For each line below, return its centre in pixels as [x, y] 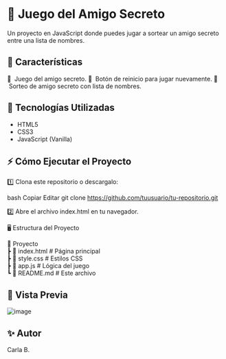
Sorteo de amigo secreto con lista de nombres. [75, 86]
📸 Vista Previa [38, 295]
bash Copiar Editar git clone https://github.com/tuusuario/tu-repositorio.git [113, 198]
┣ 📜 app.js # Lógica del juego [48, 266]
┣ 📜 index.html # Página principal [54, 252]
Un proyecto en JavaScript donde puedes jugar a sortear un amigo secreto [113, 33]
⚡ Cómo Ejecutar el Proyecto [69, 161]
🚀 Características [45, 62]
